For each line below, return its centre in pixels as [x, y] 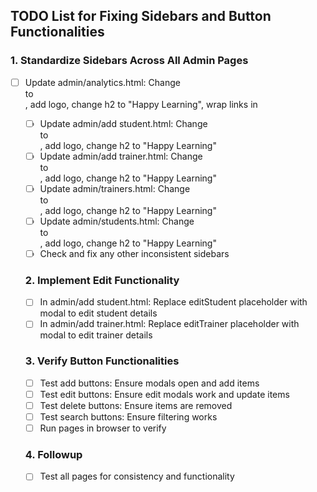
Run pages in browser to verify [103, 428]
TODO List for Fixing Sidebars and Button [141, 16]
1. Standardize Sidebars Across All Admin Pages [129, 61]
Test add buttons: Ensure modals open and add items [149, 383]
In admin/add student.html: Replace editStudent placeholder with [173, 302]
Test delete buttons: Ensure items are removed [136, 405]
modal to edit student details [98, 313]
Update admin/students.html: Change [117, 221]
